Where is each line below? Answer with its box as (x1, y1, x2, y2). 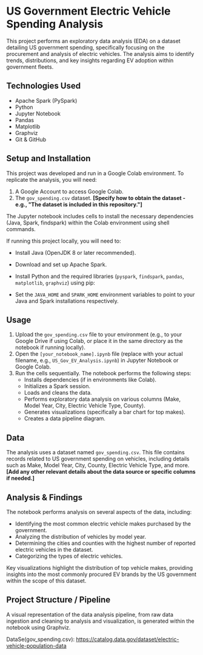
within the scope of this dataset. (6, 577, 87, 584)
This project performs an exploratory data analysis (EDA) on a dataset (6, 37, 181, 44)
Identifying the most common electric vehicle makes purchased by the (15, 520, 191, 527)
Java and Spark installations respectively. (15, 297, 119, 305)
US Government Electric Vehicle (6, 4, 171, 18)
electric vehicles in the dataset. (15, 546, 93, 553)
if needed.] (6, 474, 35, 482)
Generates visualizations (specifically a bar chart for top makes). (24, 409, 186, 416)
